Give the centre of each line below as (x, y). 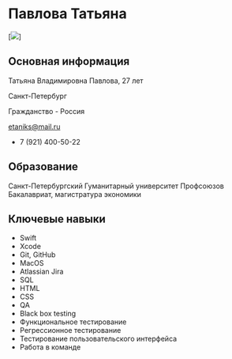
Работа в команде (50, 347)
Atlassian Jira (41, 272)
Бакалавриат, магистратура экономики (75, 194)
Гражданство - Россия (47, 111)
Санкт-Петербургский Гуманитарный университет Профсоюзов (116, 186)
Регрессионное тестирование (70, 331)
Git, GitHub (37, 255)
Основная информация (69, 61)
